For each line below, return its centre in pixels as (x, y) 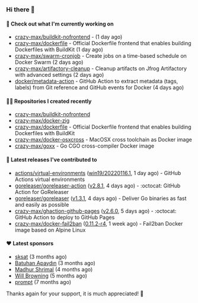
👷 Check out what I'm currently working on (60, 24)
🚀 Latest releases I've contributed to (52, 160)
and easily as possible (42, 204)
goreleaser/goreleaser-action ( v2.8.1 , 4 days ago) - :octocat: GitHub (98, 185)
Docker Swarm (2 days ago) (49, 63)
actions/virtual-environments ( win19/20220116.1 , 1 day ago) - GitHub (98, 173)
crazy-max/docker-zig (42, 121)
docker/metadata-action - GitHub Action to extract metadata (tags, (96, 81)
